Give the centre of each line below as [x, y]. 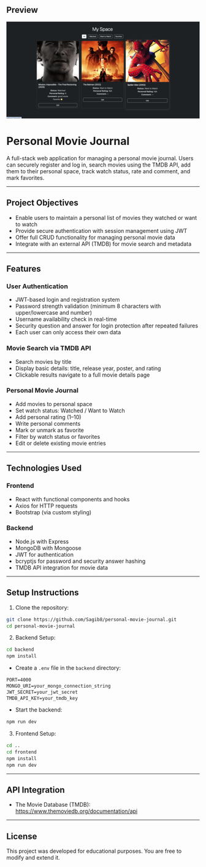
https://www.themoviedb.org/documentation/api [76, 811]
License [22, 836]
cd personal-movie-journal [41, 626]
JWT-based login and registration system [67, 300]
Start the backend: [39, 710]
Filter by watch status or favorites [58, 436]
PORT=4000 [19, 680]
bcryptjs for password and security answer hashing [80, 561]
